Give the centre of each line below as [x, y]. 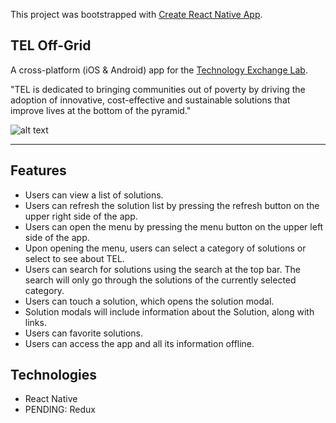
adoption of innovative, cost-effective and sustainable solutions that [150, 100]
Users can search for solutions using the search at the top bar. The [162, 269]
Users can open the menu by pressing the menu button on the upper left [174, 226]
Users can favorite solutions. [84, 333]
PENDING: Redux [60, 410]
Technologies [54, 375]
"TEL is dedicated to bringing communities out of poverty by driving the [158, 89]
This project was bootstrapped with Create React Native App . [136, 14]
